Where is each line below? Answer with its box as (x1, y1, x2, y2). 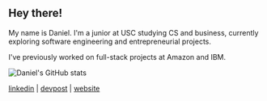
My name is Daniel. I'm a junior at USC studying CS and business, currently (8, 27, 259, 37)
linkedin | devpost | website (8, 83, 100, 93)
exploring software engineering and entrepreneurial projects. (8, 36, 212, 46)
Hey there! (8, 6, 63, 20)
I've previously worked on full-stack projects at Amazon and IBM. (8, 52, 227, 61)
